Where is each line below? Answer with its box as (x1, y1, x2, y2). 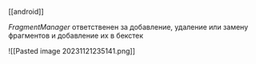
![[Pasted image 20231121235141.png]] (8, 46, 136, 55)
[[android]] (8, 7, 44, 16)
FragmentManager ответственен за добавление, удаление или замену (8, 22, 249, 31)
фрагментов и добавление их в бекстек (8, 31, 144, 40)
